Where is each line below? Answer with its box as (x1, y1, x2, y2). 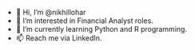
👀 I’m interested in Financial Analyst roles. (15, 16, 153, 25)
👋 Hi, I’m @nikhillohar (15, 8, 86, 17)
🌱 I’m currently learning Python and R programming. (15, 25, 188, 33)
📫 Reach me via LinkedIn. (15, 33, 102, 43)
